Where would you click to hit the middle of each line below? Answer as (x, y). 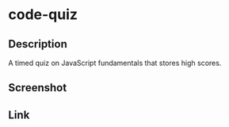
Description (38, 44)
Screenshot (38, 88)
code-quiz (43, 15)
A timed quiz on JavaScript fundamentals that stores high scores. (115, 63)
